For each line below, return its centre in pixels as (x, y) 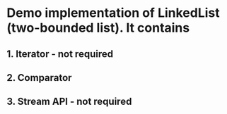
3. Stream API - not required (69, 102)
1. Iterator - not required (60, 54)
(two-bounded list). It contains (98, 28)
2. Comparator (39, 78)
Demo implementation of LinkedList (113, 13)
